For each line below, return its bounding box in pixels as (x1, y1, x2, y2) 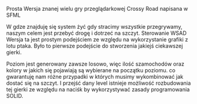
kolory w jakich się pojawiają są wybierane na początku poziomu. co (6, 67, 176, 74)
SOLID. (6, 93, 23, 99)
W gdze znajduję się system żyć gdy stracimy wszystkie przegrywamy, (6, 23, 183, 30)
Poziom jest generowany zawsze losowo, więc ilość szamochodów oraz (6, 60, 184, 67)
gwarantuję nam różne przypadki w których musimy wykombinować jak (6, 73, 184, 80)
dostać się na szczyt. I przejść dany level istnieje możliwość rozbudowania (6, 79, 191, 87)
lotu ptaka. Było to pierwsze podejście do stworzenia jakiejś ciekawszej (6, 42, 183, 49)
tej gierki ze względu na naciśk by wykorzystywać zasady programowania (6, 86, 190, 93)
